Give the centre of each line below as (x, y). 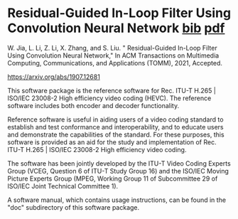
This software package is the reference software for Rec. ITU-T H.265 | (112, 90)
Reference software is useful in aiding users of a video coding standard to (115, 119)
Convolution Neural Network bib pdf (116, 28)
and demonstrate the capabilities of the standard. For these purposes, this (116, 134)
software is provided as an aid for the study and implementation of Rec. (112, 142)
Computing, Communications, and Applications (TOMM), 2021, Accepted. (115, 63)
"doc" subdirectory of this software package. (74, 207)
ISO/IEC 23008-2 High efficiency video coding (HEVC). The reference (109, 98)
